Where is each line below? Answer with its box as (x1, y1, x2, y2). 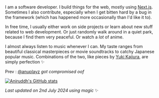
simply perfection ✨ (5, 59, 45, 65)
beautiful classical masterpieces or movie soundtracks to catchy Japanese (5, 49, 155, 54)
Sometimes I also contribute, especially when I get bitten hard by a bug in (5, 9, 152, 15)
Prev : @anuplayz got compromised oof (5, 69, 84, 74)
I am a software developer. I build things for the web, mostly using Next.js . (5, 4, 153, 10)
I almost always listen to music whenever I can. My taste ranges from (5, 44, 143, 49)
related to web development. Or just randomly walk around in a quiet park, (5, 29, 154, 34)
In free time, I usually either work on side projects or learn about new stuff (5, 24, 153, 30)
